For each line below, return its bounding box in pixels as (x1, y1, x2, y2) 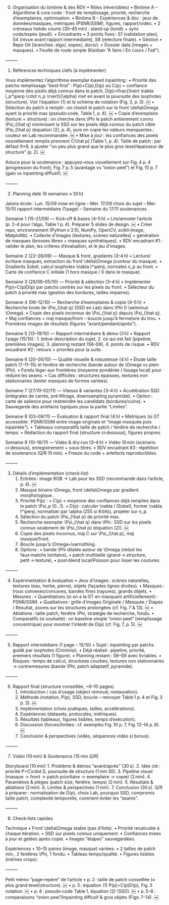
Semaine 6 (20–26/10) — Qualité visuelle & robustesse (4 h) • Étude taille (5, 356, 157, 362)
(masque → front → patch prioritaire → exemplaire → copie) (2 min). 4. (5, 774, 151, 779)
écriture (5, 258, 22, 264)
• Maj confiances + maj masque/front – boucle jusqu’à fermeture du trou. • (5, 315, 161, 321)
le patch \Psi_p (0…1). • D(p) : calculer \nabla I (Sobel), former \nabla (20, 503, 162, 509)
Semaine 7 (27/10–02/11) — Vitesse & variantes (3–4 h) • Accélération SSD (5, 388, 160, 393)
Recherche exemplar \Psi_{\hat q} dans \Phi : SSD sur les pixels (20, 519, 151, 525)
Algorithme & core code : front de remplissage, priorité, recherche (12, 10, 150, 16)
